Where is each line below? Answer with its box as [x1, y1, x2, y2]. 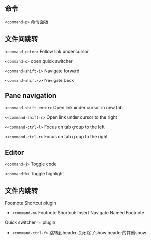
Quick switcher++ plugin [5, 219, 56, 225]
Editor [5, 148, 24, 157]
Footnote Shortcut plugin [5, 200, 56, 206]
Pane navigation [5, 91, 57, 100]
